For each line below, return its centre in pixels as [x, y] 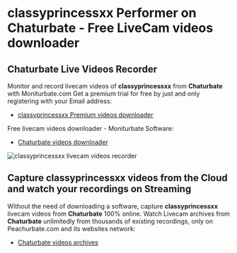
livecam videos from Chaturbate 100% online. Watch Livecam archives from [118, 213]
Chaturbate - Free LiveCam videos [110, 28]
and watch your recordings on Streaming [99, 189]
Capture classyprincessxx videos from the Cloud [117, 178]
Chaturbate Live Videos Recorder [82, 69]
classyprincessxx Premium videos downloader [85, 115]
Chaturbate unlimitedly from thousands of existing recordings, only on [110, 221]
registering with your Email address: [60, 101]
